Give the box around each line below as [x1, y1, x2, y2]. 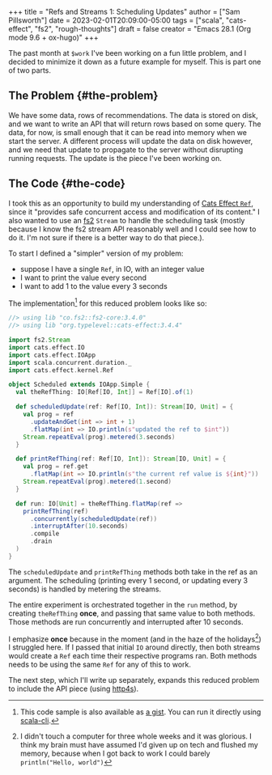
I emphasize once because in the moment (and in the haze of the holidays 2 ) [8, 633, 261, 644]
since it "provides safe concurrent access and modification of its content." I [8, 206, 261, 217]
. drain [29, 537, 53, 545]
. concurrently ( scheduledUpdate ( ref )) [29, 515, 158, 523]
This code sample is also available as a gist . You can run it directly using [19, 707, 261, 717]
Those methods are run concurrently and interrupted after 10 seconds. [8, 616, 244, 626]
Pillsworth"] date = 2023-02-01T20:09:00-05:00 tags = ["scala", [8, 15, 224, 25]
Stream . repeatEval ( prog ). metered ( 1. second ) [23, 477, 172, 486]
